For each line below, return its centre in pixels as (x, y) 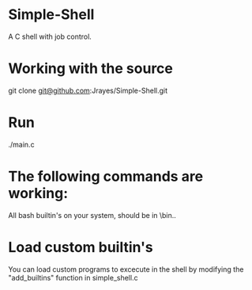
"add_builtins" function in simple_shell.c (73, 277)
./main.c (21, 144)
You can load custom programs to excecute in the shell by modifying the (126, 269)
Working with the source (91, 69)
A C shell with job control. (50, 36)
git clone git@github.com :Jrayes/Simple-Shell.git (88, 90)
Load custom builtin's (81, 247)
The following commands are (106, 177)
